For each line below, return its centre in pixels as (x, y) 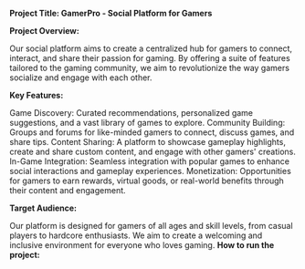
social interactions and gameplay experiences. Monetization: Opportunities (151, 171)
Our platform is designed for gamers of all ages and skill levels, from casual (152, 226)
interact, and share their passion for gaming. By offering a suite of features (150, 58)
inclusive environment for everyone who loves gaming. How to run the (142, 245)
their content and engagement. (68, 190)
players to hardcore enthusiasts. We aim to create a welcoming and (136, 235)
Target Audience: (43, 208)
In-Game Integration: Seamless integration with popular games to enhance (150, 161)
